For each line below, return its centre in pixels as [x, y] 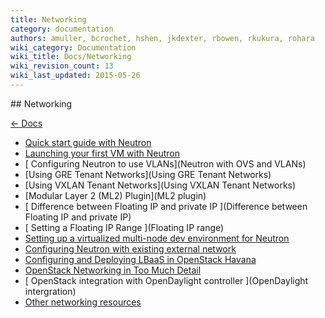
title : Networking [48, 19]
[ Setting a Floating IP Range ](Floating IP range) [124, 227]
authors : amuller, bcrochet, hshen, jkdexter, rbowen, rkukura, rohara [162, 38]
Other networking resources [83, 302]
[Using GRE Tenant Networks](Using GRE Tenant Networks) [148, 174]
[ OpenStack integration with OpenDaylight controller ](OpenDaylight [166, 280]
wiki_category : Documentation [73, 47]
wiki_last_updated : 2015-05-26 [75, 76]
